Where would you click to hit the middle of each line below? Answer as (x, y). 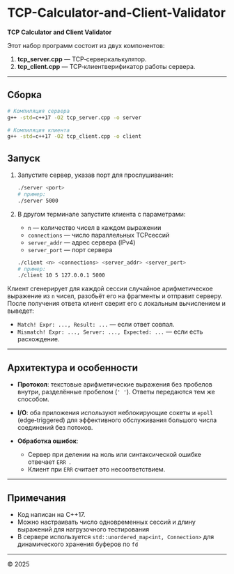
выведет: (21, 311)
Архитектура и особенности (72, 367)
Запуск (24, 158)
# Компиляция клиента (39, 130)
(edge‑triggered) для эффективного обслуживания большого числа (117, 420)
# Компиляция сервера (39, 111)
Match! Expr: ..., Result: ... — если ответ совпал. (96, 325)
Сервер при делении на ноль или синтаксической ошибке (115, 455)
